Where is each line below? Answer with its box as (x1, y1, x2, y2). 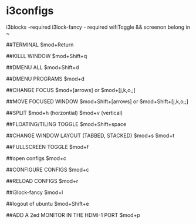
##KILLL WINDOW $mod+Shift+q (6, 52, 87, 59)
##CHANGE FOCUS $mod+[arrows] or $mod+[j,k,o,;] (6, 86, 136, 93)
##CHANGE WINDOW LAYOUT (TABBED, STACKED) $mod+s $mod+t (6, 132, 175, 139)
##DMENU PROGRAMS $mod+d (6, 75, 85, 82)
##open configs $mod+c (6, 154, 66, 162)
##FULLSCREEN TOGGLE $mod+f (6, 143, 89, 150)
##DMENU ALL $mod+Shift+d (6, 63, 79, 71)
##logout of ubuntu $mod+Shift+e (6, 200, 89, 207)
